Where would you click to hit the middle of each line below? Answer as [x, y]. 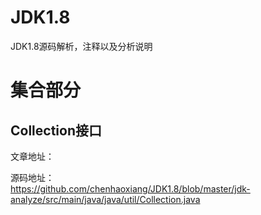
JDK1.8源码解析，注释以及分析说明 [81, 46]
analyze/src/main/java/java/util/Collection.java [105, 199]
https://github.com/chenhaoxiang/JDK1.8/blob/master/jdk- [130, 188]
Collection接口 [56, 130]
